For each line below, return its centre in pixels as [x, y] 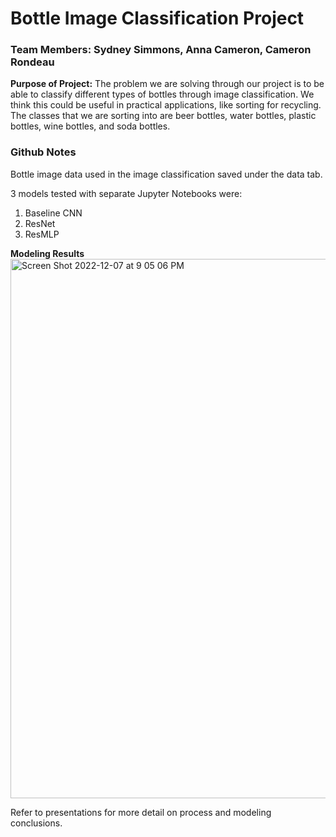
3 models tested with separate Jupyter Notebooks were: [126, 193]
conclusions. [36, 823]
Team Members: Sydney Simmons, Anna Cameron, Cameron [161, 50]
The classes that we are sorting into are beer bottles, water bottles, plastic [163, 116]
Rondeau [32, 62]
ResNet [40, 223]
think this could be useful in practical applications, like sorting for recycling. [166, 105]
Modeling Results [47, 253]
